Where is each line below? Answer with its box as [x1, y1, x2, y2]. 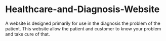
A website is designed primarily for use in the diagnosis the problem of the [5, 20, 160, 26]
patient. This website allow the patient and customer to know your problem [5, 25, 161, 31]
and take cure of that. [5, 31, 50, 37]
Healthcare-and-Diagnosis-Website [5, 4, 160, 15]
